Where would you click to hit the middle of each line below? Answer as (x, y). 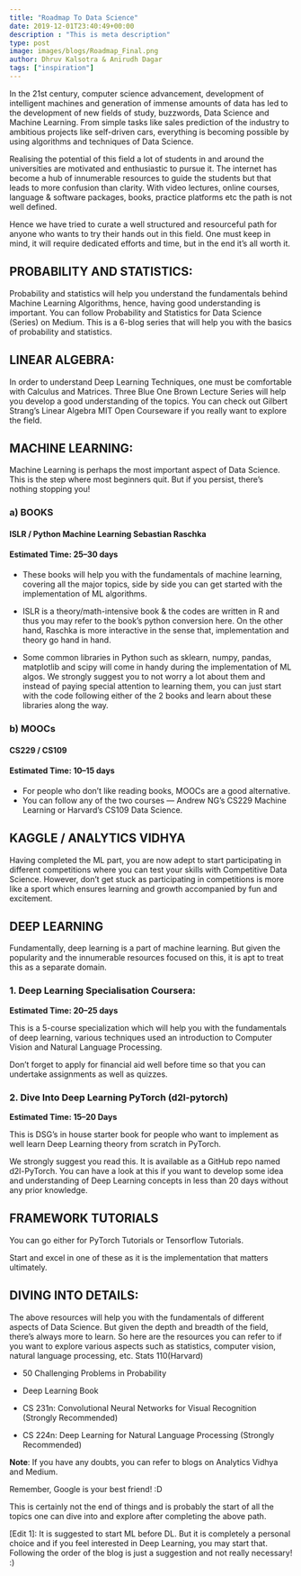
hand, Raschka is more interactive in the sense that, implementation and (155, 631)
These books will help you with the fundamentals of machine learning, (152, 575)
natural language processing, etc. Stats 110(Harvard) (106, 1355)
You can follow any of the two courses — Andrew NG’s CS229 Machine (155, 800)
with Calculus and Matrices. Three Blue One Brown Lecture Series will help (148, 391)
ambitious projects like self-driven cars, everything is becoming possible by (149, 132)
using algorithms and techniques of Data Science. (102, 141)
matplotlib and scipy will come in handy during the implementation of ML (157, 667)
